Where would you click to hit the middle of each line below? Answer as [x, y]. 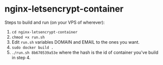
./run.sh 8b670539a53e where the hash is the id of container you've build [85, 52]
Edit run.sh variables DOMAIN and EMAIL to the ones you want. [75, 42]
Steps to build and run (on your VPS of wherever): [55, 22]
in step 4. [21, 57]
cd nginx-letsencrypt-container [44, 32]
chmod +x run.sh [28, 37]
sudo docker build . [32, 48]
